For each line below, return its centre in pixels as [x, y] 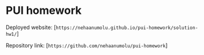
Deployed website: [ [31, 27]
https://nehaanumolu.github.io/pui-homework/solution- [127, 28]
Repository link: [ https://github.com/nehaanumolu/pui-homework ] [87, 45]
